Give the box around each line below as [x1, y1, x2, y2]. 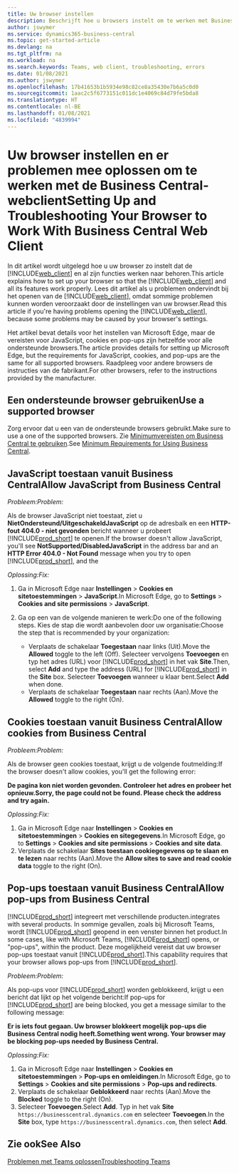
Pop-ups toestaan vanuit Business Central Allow [7, 882, 225, 895]
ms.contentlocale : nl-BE [7, 103, 81, 110]
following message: [7, 1008, 65, 1016]
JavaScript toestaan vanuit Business [7, 467, 174, 479]
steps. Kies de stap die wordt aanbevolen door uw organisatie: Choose [17, 621, 224, 630]
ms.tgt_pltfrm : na [7, 51, 62, 58]
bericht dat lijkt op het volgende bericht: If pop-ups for [7, 993, 166, 1001]
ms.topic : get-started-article [7, 37, 100, 44]
